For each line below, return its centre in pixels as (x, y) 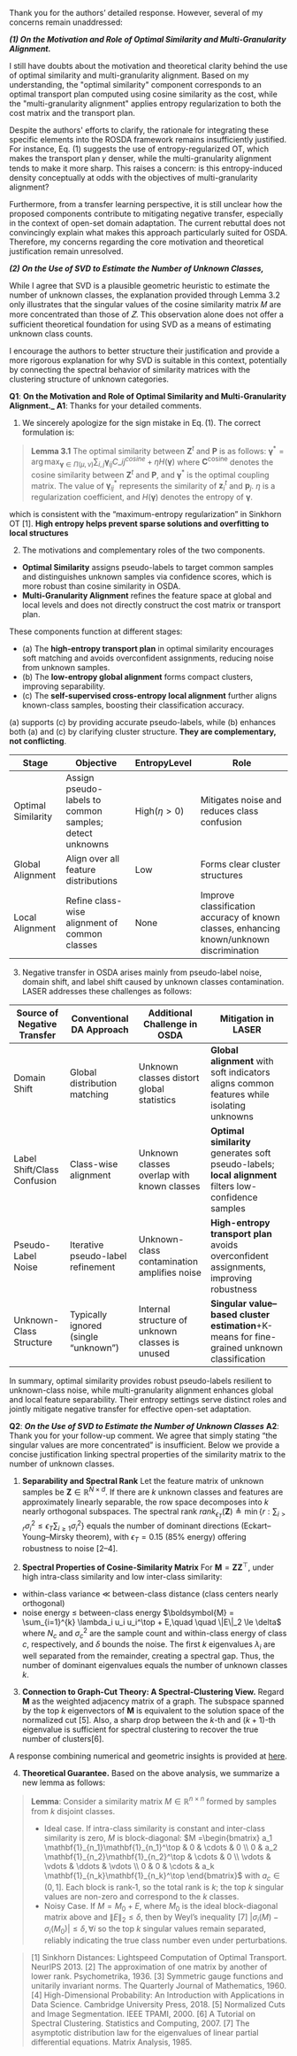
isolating (228, 1106)
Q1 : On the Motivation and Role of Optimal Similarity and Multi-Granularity (148, 396)
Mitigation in (247, 1019)
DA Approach (100, 1030)
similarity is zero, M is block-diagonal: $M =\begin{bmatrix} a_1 (158, 1837)
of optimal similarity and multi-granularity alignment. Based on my (129, 75)
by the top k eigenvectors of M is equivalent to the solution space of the (153, 1711)
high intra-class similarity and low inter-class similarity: (122, 1576)
